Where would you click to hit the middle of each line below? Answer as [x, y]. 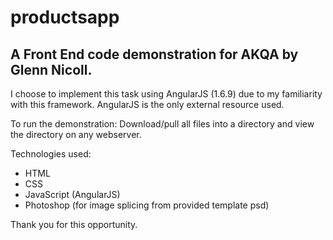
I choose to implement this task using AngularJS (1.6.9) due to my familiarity [166, 94]
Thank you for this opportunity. [74, 224]
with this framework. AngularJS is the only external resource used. [147, 104]
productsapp [65, 17]
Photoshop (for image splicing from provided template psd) [147, 205]
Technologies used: [51, 154]
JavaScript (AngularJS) [72, 194]
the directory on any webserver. [76, 134]
